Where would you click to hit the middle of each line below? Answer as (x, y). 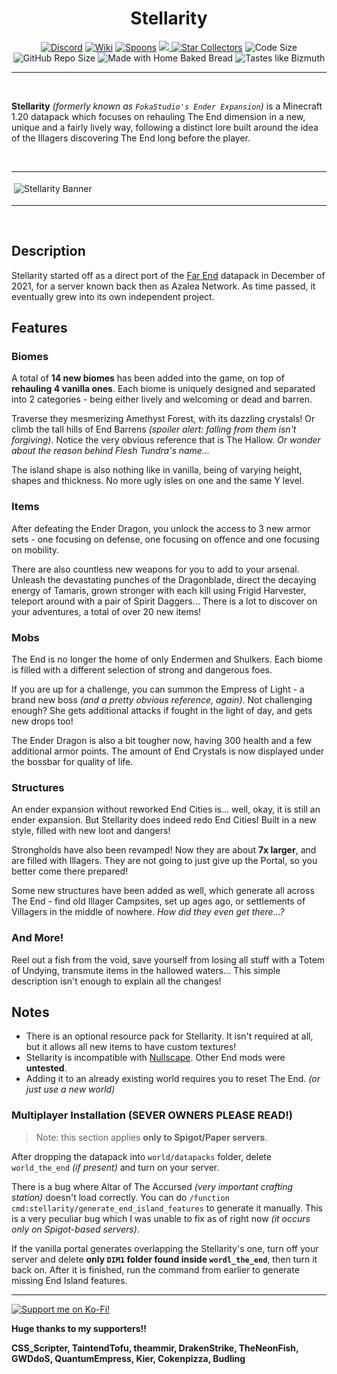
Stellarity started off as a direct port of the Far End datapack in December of (168, 275)
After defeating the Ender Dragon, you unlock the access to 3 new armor (161, 528)
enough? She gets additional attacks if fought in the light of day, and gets (162, 711)
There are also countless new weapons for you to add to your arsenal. (155, 569)
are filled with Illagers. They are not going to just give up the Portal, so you (164, 861)
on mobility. (35, 549)
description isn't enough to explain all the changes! (116, 981)
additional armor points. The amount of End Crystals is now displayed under (168, 751)
